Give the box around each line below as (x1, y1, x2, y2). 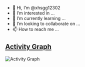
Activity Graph (5, 42, 51, 51)
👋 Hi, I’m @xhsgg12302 (12, 5, 61, 10)
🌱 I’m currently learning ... (12, 15, 66, 21)
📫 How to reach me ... (12, 26, 59, 32)
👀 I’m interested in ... (12, 10, 55, 16)
